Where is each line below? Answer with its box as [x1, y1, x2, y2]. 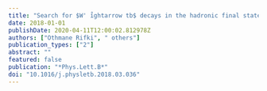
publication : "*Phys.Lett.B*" [8, 63, 109, 71]
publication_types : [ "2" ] [8, 41, 94, 49]
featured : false [8, 56, 62, 64]
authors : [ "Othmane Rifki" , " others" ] [8, 33, 141, 42]
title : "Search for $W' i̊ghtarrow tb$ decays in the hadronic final [8, 11, 240, 20]
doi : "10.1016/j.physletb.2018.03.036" [8, 70, 141, 78]
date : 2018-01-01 [8, 19, 66, 27]
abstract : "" [8, 48, 52, 56]
